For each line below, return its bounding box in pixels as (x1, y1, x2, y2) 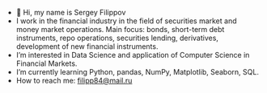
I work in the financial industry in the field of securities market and (15, 16, 237, 26)
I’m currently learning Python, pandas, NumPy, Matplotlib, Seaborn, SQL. (15, 67, 259, 76)
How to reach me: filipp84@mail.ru (15, 76, 133, 85)
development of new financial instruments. (15, 42, 159, 51)
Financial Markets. (15, 59, 78, 68)
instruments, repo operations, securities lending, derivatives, (15, 33, 218, 42)
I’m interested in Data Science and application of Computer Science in (15, 51, 250, 59)
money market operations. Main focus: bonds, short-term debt (15, 25, 225, 34)
